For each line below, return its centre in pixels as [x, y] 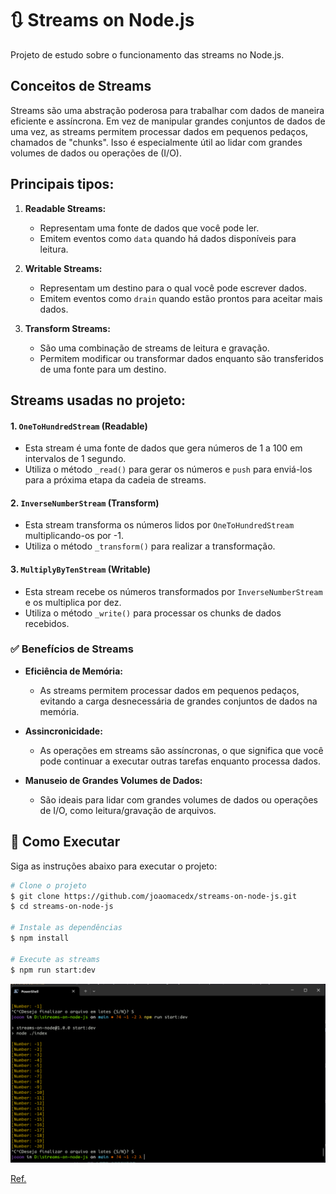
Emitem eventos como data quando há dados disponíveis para [168, 238]
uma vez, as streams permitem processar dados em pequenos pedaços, [159, 131]
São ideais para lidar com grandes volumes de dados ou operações [178, 799]
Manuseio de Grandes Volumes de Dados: [113, 780]
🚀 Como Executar [65, 842]
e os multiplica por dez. [73, 602]
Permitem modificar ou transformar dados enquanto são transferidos [181, 358]
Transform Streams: [67, 328]
